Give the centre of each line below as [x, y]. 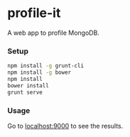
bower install [28, 86]
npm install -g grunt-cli [45, 66]
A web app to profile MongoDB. [53, 33]
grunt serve [25, 92]
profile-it [34, 13]
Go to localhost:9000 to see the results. [65, 126]
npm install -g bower [39, 72]
